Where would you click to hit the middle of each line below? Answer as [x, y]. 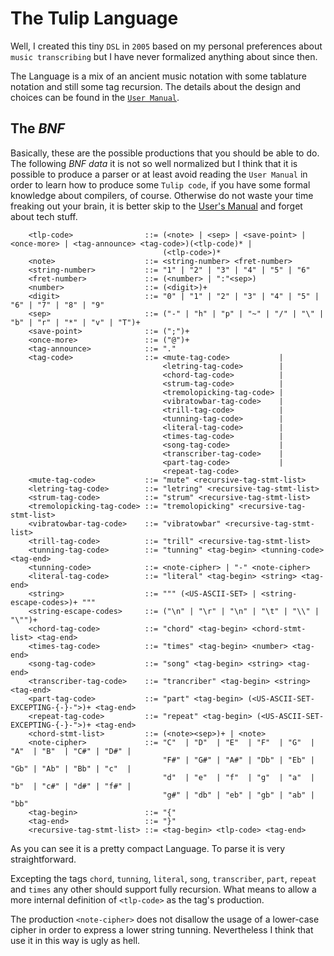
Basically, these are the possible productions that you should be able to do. [165, 153]
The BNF [37, 128]
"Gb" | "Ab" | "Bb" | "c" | [71, 768]
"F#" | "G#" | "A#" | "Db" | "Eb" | [238, 760]
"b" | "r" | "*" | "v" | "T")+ [75, 322]
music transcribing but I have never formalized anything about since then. [164, 56]
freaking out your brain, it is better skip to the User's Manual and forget [156, 206]
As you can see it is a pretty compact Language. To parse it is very [148, 848]
